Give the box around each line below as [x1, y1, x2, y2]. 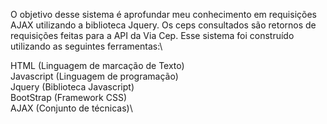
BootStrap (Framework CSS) [10, 92, 128, 103]
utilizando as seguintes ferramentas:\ [10, 40, 163, 52]
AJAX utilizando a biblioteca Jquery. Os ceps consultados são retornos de [10, 19, 317, 31]
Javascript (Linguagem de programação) [10, 70, 179, 82]
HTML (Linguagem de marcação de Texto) [10, 60, 185, 71]
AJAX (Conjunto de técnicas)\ [10, 102, 133, 114]
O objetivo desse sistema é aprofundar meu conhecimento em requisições [10, 9, 317, 20]
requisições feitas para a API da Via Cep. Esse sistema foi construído [10, 30, 295, 41]
